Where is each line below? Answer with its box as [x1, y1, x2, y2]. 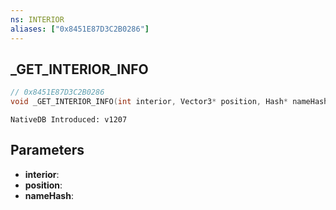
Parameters [10, 142, 85, 159]
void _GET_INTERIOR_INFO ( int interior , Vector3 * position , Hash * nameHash [10, 97, 329, 107]
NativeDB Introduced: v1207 [10, 115, 128, 125]
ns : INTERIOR [10, 14, 65, 25]
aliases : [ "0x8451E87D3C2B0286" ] [10, 24, 150, 34]
